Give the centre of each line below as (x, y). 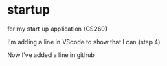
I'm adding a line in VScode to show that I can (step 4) (84, 42)
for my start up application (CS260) (57, 29)
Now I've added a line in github (51, 55)
